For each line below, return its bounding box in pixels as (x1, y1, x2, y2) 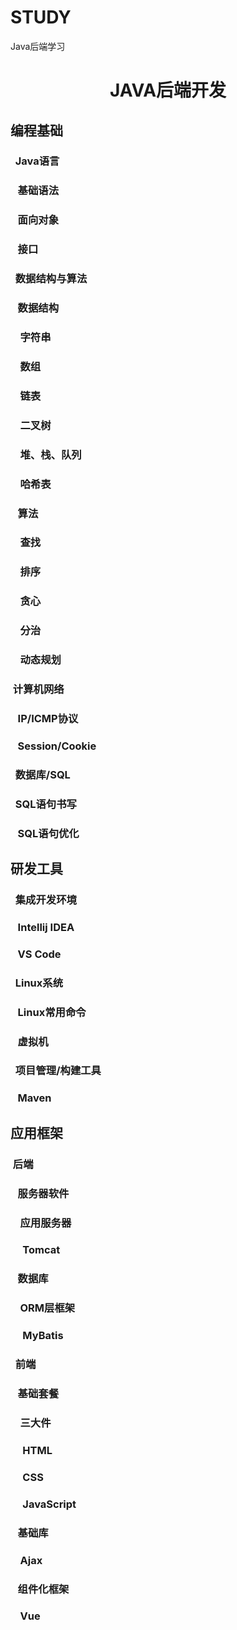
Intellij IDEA (17, 920, 75, 934)
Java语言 (14, 154, 60, 168)
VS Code (17, 947, 62, 961)
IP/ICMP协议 (17, 711, 79, 725)
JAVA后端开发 (109, 79, 227, 102)
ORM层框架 (19, 1301, 76, 1315)
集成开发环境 (14, 892, 77, 906)
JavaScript (22, 1497, 77, 1511)
